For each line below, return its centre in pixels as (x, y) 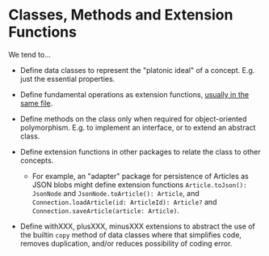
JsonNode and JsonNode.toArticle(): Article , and (116, 193)
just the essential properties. (67, 79)
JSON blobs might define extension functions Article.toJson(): (140, 185)
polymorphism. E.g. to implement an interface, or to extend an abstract (138, 127)
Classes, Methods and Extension (121, 15)
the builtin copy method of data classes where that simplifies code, (131, 235)
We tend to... (29, 54)
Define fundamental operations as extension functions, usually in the (134, 94)
